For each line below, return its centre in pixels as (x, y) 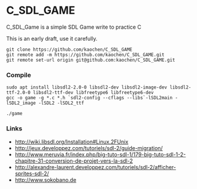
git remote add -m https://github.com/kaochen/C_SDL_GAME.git (85, 54)
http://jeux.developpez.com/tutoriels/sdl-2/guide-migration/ (89, 148)
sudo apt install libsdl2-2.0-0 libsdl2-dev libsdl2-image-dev (87, 87)
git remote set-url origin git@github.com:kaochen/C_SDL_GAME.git (91, 60)
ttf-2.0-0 (19, 93)
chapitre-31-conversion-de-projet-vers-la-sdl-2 (74, 161)
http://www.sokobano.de (46, 179)
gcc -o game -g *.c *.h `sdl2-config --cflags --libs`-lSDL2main (89, 98)
